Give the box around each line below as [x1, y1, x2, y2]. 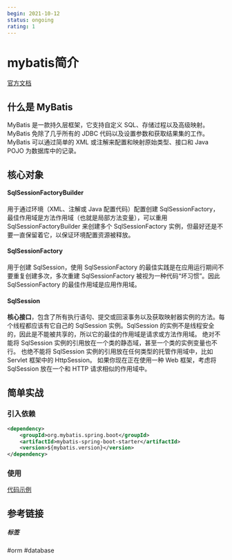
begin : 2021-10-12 [7, 10, 60, 17]
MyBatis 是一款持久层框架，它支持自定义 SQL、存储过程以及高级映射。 [7, 121, 209, 129]
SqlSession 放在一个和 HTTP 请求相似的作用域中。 [7, 365, 151, 373]
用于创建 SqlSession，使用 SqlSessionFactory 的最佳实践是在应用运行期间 [7, 263, 218, 271]
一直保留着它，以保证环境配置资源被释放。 [12, 231, 135, 239]
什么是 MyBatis [7, 101, 73, 113]
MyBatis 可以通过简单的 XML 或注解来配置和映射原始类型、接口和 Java [7, 138, 209, 146]
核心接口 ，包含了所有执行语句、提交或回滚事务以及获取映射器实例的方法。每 [7, 313, 225, 321]
